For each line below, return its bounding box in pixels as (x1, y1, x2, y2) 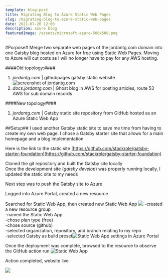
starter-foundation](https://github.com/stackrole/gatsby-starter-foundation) (5, 151, 162, 157)
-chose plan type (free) (5, 217, 54, 223)
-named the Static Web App (5, 212, 63, 217)
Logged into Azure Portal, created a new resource (5, 191, 109, 196)
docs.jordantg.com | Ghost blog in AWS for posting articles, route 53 (12, 85, 154, 91)
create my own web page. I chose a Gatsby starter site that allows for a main (5, 130, 163, 136)
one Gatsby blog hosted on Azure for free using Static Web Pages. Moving (5, 50, 159, 56)
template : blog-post (5, 7, 49, 13)
